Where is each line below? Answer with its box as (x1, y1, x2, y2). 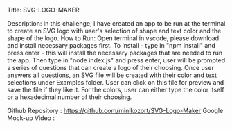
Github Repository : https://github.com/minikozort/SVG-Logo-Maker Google (7, 107, 224, 114)
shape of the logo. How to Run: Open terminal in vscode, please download (7, 34, 220, 42)
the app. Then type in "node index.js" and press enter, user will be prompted (7, 56, 226, 64)
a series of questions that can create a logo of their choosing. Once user (7, 64, 215, 71)
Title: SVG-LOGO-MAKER (7, 6, 80, 14)
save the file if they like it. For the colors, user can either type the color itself (7, 86, 224, 94)
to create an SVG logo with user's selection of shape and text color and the (7, 27, 222, 35)
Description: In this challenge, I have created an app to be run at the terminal (7, 19, 226, 27)
